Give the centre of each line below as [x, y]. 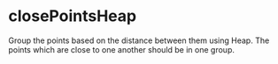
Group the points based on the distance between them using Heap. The [139, 40]
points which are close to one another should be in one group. [122, 49]
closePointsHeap [73, 16]
